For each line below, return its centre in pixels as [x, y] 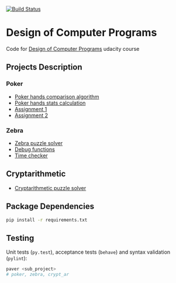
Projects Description [44, 67]
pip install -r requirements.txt [47, 220]
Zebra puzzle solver [39, 143]
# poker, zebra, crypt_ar [37, 275]
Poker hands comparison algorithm [57, 96]
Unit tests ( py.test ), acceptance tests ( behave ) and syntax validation [88, 252]
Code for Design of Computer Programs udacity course [73, 49]
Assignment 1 [31, 109]
